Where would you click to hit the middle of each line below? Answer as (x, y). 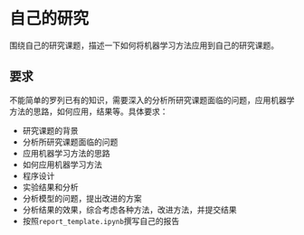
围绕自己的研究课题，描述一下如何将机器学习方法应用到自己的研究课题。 (144, 45)
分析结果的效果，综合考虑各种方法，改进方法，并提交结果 (129, 210)
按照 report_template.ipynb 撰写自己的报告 (101, 221)
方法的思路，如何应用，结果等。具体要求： (89, 111)
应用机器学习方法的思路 (66, 153)
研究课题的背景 (50, 130)
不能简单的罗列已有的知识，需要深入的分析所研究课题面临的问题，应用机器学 (152, 99)
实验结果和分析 (50, 187)
